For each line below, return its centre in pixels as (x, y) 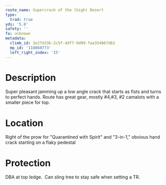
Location (24, 123)
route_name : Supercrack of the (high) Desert (54, 10)
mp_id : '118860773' (31, 48)
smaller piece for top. (28, 103)
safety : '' (17, 29)
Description (31, 78)
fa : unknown (18, 34)
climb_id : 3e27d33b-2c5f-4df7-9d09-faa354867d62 (63, 43)
